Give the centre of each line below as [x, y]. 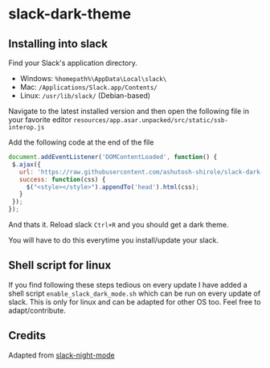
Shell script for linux [60, 266]
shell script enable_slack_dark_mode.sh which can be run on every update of [135, 293]
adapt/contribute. [37, 310]
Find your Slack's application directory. [73, 63]
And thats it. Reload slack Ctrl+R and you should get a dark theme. [119, 225]
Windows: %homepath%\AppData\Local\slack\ [93, 78]
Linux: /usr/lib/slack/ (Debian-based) [85, 96]
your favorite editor [40, 120]
